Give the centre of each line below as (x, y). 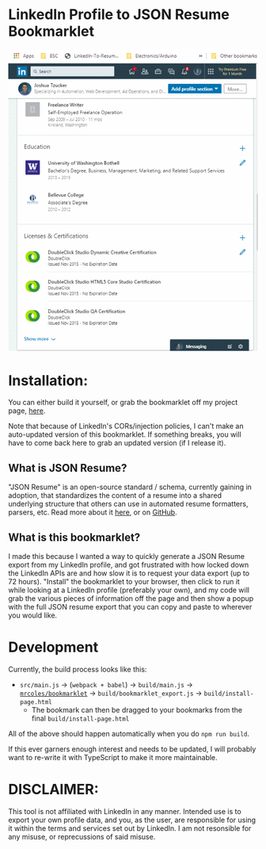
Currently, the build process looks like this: (78, 669)
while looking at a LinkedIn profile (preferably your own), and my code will (129, 590)
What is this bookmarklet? (74, 537)
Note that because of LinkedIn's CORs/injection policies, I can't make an (126, 426)
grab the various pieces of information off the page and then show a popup (131, 598)
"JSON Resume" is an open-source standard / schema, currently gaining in (130, 487)
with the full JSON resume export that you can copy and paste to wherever (130, 606)
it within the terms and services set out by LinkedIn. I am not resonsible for (130, 828)
